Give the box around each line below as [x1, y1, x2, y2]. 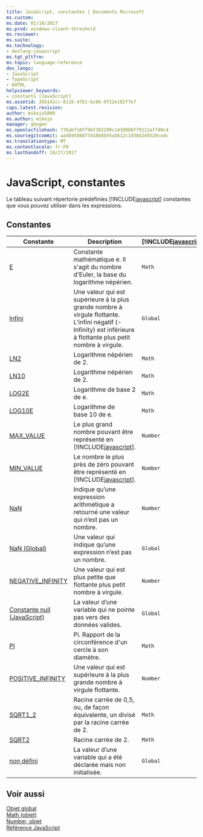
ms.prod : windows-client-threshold [6, 25, 96, 32]
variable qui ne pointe [73, 606, 135, 614]
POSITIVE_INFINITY [9, 674, 66, 683]
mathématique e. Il [73, 255, 126, 264]
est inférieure [96, 326, 135, 334]
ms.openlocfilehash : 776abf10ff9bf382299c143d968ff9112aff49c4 [6, 127, 169, 133]
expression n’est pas [73, 548, 132, 557]
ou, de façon [73, 703, 109, 712]
